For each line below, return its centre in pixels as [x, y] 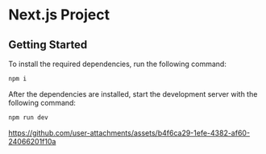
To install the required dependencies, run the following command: [118, 64]
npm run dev [28, 117]
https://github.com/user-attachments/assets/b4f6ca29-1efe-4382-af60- [129, 133]
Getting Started [48, 45]
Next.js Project [59, 15]
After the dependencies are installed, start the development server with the [133, 94]
